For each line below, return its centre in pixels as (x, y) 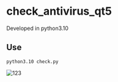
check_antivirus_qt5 (59, 11)
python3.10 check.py (33, 61)
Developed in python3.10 (37, 28)
